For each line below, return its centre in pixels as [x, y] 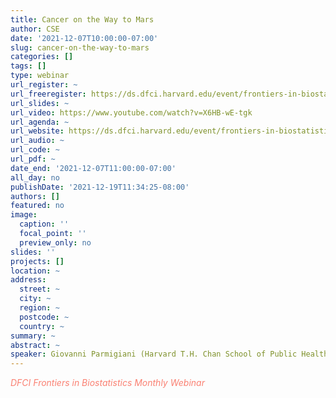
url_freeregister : [48, 94]
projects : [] [37, 261]
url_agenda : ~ [40, 122]
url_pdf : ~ [33, 159]
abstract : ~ [35, 345]
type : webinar [40, 76]
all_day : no [35, 177]
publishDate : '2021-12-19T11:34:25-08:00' [100, 187]
